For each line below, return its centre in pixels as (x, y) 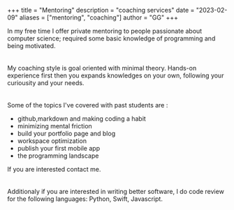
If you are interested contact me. (54, 169)
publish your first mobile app (58, 148)
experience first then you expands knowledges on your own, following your (116, 75)
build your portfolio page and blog (66, 133)
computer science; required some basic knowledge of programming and (111, 38)
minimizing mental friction (54, 126)
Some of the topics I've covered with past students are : (88, 105)
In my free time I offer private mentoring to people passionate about (105, 31)
